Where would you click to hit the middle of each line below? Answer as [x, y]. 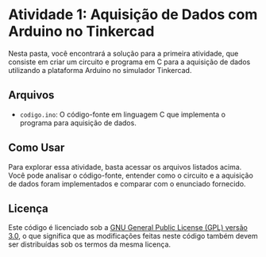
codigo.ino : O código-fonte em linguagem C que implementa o [123, 114]
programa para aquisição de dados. [78, 123]
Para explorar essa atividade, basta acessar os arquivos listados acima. [125, 167]
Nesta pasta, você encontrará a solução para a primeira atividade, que [123, 53]
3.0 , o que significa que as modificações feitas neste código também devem [133, 236]
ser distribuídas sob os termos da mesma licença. [90, 244]
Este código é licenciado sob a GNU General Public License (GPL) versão [128, 228]
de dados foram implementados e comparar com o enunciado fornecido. [127, 183]
